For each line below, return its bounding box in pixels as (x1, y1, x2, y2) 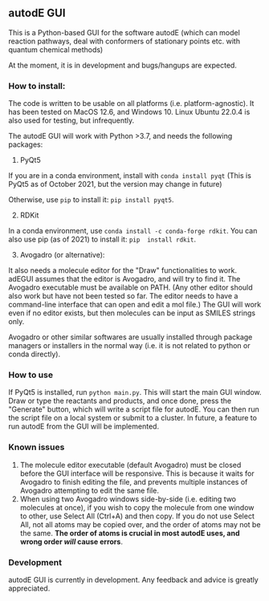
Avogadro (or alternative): (19, 250, 105, 260)
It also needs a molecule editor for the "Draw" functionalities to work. (8, 266, 237, 275)
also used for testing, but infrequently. (8, 116, 135, 125)
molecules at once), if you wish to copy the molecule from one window (19, 502, 255, 512)
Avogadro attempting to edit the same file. (19, 485, 159, 495)
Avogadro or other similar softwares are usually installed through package (8, 332, 253, 342)
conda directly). (8, 349, 61, 359)
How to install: (8, 80, 66, 91)
